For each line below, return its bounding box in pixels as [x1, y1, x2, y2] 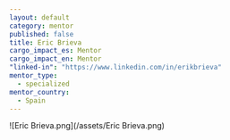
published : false [9, 29, 74, 38]
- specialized [17, 79, 70, 88]
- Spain [17, 95, 47, 105]
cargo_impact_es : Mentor [9, 46, 102, 55]
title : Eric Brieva [9, 37, 82, 47]
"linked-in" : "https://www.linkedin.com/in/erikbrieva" [9, 63, 222, 72]
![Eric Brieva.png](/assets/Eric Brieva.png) [9, 120, 166, 131]
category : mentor [9, 21, 74, 30]
